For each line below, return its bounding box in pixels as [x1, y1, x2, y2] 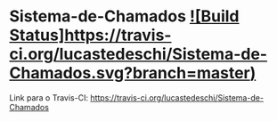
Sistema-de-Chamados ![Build [9, 6, 240, 27]
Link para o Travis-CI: [9, 92, 89, 103]
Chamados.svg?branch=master [9, 63, 251, 84]
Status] [9, 25, 65, 45]
